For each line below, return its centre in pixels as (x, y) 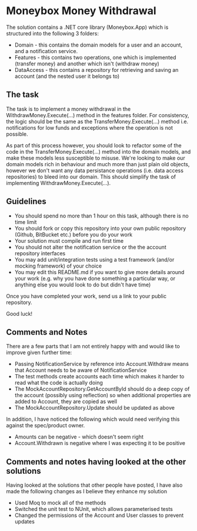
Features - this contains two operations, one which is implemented (95, 57)
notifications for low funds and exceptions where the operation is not (90, 127)
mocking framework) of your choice (58, 266)
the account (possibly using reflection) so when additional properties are (103, 395)
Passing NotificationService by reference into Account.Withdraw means (102, 364)
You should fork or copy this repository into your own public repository (100, 228)
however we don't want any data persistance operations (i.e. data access (95, 170)
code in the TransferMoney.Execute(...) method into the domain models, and (98, 151)
